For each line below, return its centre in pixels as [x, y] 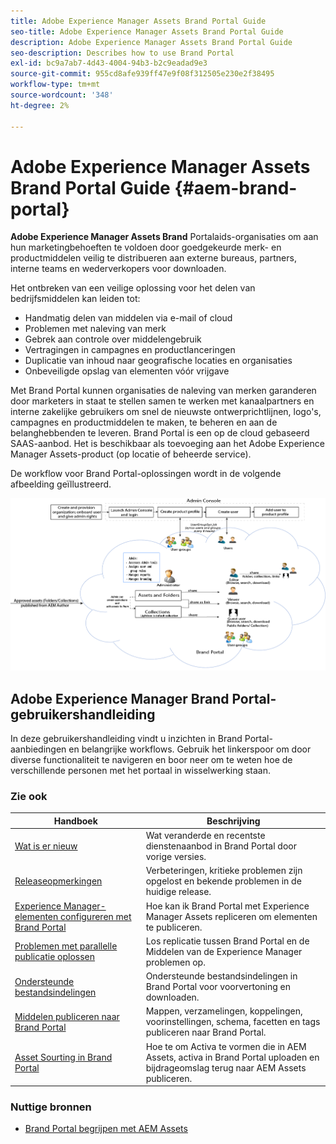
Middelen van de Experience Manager [224, 951]
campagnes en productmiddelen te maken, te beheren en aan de [144, 422]
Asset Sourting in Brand [63, 1057]
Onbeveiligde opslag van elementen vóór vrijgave [127, 371]
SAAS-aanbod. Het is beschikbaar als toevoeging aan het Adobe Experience [167, 444]
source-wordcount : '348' [62, 95]
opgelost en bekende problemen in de [223, 881]
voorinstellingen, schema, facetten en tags [233, 1022]
